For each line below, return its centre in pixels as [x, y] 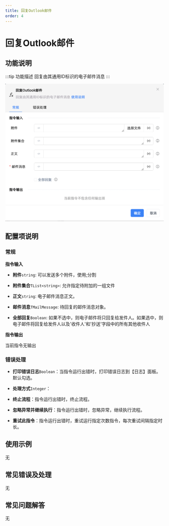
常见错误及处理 [28, 475]
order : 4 [14, 16]
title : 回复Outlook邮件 [28, 11]
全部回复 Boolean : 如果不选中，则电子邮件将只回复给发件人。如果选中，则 [88, 317]
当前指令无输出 [21, 345]
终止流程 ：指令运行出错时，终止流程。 [52, 399]
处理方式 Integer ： [31, 388]
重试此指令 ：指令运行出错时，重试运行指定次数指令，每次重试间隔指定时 [87, 421]
